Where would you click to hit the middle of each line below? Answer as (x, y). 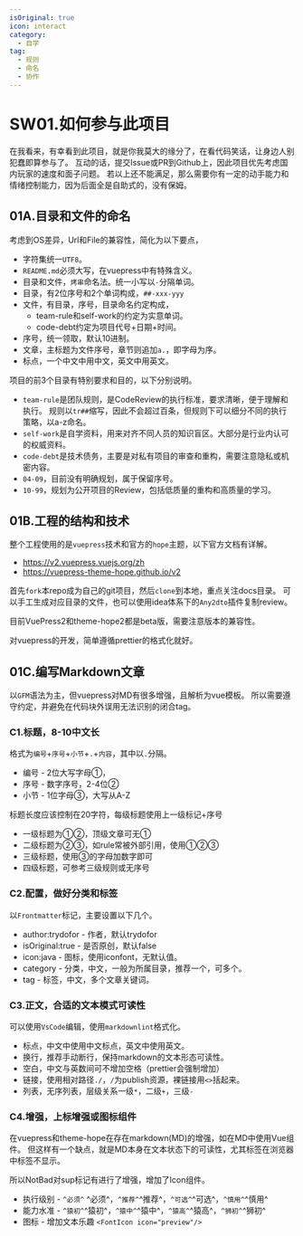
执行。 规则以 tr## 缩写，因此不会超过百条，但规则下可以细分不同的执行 (155, 410)
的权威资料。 (46, 444)
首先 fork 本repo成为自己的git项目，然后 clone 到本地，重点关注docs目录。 (145, 591)
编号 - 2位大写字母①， (66, 773)
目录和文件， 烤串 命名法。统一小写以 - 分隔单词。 (110, 281)
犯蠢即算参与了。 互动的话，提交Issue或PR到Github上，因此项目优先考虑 (145, 162)
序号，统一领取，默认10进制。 (78, 338)
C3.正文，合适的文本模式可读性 (78, 1005)
